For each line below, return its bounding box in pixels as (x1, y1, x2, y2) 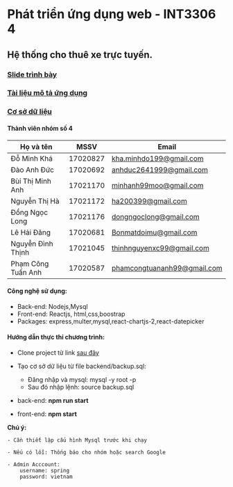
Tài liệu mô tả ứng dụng (7, 88, 88, 98)
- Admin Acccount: (7, 461, 60, 468)
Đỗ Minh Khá (10, 153, 53, 163)
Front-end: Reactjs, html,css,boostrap (17, 310, 126, 318)
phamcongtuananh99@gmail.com (111, 263, 223, 273)
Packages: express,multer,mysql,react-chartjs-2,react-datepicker (17, 317, 205, 326)
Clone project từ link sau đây (17, 348, 99, 357)
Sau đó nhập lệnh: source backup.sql (27, 383, 135, 391)
